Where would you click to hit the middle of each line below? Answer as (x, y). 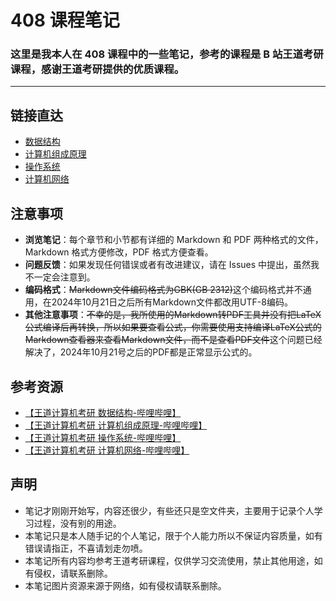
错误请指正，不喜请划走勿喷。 (86, 548)
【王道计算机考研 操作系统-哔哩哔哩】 (103, 437)
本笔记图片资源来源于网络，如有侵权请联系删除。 (125, 585)
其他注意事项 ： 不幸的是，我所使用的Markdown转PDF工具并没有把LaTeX (173, 315)
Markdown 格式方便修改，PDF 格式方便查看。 (119, 252)
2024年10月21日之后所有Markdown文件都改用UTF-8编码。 (172, 302)
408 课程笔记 (65, 20)
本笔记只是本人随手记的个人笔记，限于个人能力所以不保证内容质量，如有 (173, 535)
